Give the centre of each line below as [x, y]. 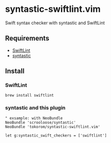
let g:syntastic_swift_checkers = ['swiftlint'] [56, 135]
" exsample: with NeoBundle [34, 118]
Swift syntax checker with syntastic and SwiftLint [55, 23]
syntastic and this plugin [35, 108]
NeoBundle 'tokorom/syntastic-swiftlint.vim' [53, 127]
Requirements [27, 38]
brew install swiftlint [30, 95]
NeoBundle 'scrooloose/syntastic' [41, 122]
